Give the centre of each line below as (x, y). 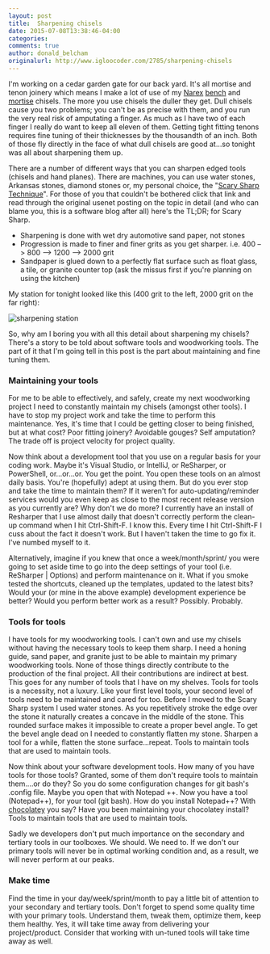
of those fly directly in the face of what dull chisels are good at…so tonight (132, 144)
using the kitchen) (50, 278)
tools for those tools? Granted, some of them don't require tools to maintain (133, 775)
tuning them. (29, 359)
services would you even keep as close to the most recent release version (131, 500)
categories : (28, 38)
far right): (24, 302)
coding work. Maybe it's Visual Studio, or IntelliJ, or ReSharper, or (118, 465)
